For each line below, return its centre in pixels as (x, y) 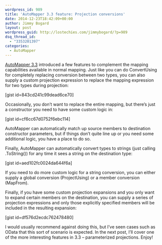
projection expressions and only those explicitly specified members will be (80, 202)
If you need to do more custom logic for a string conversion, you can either (80, 172)
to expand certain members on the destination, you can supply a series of (79, 197)
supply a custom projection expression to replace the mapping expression (80, 80)
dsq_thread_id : (20, 37)
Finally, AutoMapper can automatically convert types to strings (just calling (80, 148)
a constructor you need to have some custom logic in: (59, 109)
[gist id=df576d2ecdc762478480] (40, 217)
